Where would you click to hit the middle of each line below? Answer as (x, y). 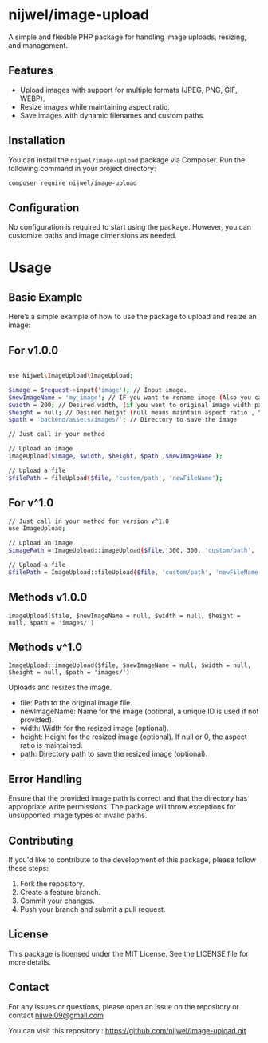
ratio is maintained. (51, 745)
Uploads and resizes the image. (60, 687)
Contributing (41, 840)
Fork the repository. (52, 884)
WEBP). (32, 98)
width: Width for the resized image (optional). (94, 729)
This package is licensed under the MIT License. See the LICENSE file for (128, 953)
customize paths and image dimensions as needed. (93, 236)
